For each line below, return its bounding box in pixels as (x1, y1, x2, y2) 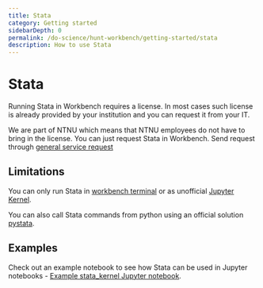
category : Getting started (8, 19, 97, 27)
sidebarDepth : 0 (8, 26, 62, 34)
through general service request (8, 142, 113, 152)
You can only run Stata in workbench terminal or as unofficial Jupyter (8, 186, 234, 195)
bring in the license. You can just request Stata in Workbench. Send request (8, 134, 255, 144)
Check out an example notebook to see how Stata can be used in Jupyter (8, 263, 248, 272)
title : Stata (8, 11, 51, 20)
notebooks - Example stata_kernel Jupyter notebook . (8, 271, 182, 280)
